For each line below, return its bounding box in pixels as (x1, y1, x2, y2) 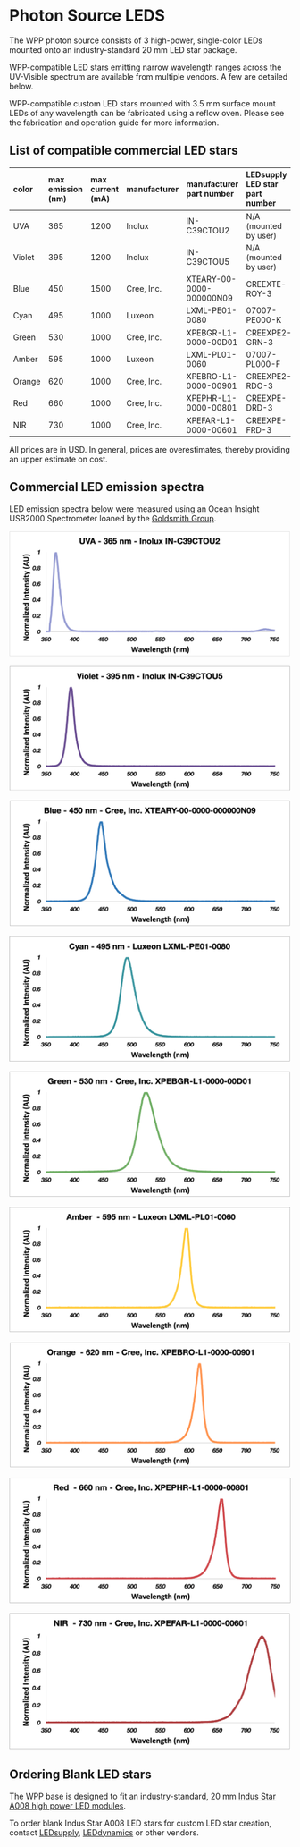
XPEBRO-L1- (186, 371, 238, 381)
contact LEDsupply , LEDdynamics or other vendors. (9, 1826, 199, 1838)
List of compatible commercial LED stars (9, 143, 238, 158)
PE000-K (246, 315, 282, 326)
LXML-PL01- (186, 349, 237, 360)
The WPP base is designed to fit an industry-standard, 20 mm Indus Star (9, 1791, 277, 1801)
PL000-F (246, 359, 281, 369)
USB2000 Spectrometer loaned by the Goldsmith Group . (9, 513, 217, 523)
